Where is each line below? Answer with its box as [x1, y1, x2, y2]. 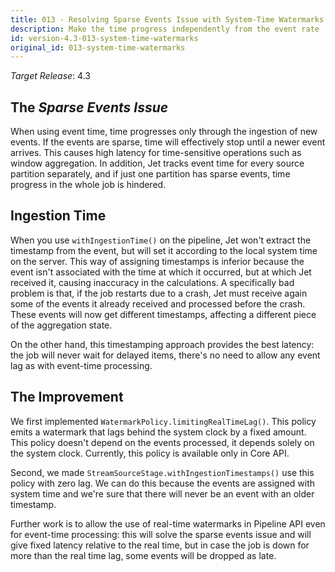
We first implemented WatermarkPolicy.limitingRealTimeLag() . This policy [10, 415, 317, 427]
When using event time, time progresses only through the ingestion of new [10, 126, 318, 138]
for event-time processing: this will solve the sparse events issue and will [10, 528, 312, 540]
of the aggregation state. [10, 319, 113, 331]
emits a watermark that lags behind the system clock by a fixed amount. [10, 426, 307, 438]
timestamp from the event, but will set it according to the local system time [10, 244, 318, 256]
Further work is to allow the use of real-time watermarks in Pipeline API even [10, 517, 326, 530]
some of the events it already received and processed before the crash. [10, 297, 306, 310]
